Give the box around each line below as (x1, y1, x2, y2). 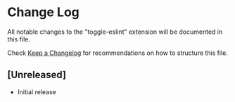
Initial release (17, 87, 56, 96)
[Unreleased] (7, 69, 67, 81)
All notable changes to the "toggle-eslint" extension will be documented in (7, 27, 223, 36)
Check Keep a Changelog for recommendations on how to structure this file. (7, 49, 229, 57)
